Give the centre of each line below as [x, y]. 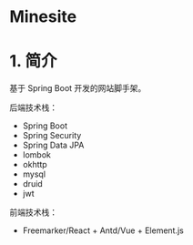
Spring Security [52, 136]
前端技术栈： [33, 212]
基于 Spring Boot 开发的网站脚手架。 [78, 88]
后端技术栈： [33, 107]
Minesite [43, 17]
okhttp [35, 165]
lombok [37, 155]
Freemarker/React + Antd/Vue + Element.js [103, 230]
